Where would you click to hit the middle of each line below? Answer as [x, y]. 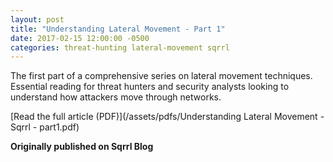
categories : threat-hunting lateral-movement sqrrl [120, 47]
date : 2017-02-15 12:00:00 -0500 [80, 38]
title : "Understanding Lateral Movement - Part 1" [118, 29]
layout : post [37, 19]
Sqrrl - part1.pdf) [45, 127]
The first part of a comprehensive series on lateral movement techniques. [161, 76]
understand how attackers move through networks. [116, 97]
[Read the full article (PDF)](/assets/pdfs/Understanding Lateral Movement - [167, 117]
